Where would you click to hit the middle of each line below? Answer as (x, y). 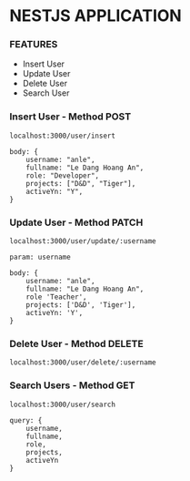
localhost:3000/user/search (63, 404)
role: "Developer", (63, 175)
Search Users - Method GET (72, 385)
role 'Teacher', (57, 297)
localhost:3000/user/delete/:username (83, 363)
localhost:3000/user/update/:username (83, 241)
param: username (40, 257)
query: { (26, 420)
